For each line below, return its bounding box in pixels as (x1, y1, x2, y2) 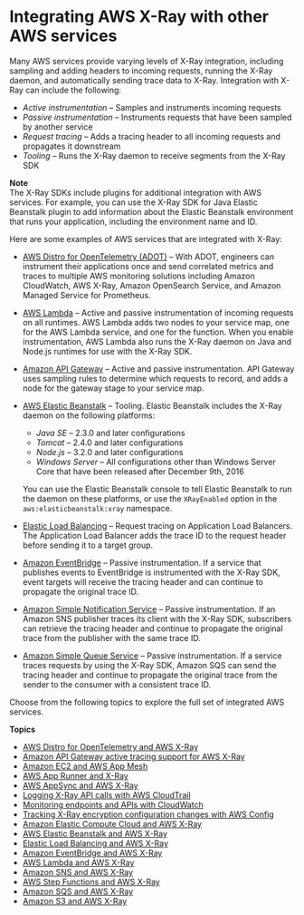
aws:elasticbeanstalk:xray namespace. (22, 502, 173, 513)
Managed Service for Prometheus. (22, 289, 151, 300)
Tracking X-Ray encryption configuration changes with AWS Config (22, 809, 274, 820)
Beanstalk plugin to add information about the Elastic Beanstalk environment (9, 206, 294, 217)
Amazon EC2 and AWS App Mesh (22, 760, 148, 772)
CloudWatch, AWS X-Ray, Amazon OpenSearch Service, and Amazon (22, 279, 281, 291)
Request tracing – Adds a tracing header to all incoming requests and (22, 131, 281, 141)
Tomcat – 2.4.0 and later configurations (35, 437, 184, 448)
